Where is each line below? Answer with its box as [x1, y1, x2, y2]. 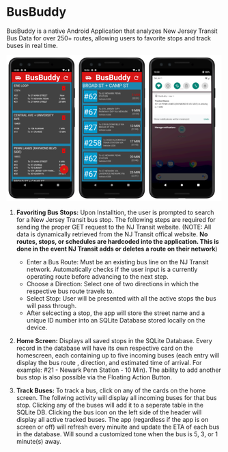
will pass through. [26, 302, 76, 310]
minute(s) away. [16, 438, 62, 445]
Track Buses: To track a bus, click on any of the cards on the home [16, 386, 206, 394]
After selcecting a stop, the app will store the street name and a [26, 309, 205, 317]
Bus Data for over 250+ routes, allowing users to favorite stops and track [6, 34, 211, 42]
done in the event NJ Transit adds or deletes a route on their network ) [16, 244, 218, 253]
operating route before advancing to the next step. [26, 273, 169, 281]
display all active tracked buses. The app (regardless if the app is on [16, 416, 209, 423]
